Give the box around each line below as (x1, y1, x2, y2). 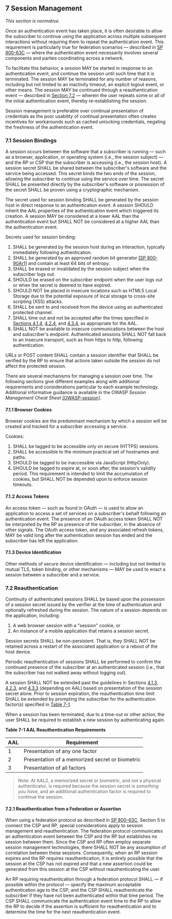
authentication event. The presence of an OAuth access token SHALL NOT (5, 516, 163, 522)
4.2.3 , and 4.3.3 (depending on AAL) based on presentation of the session (5, 685, 162, 691)
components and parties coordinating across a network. (5, 55, 124, 61)
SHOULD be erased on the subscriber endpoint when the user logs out (12, 277, 163, 283)
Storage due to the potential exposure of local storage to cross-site (12, 293, 155, 299)
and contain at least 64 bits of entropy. (28, 260, 110, 267)
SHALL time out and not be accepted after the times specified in (12, 315, 149, 321)
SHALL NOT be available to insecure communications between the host (12, 326, 164, 332)
